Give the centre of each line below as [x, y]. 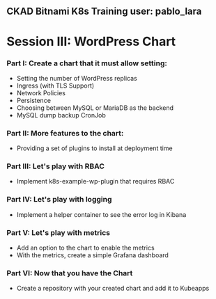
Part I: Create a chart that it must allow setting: [87, 63]
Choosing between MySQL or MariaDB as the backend [95, 108]
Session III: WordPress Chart [91, 41]
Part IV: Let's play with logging [59, 200]
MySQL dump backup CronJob [61, 115]
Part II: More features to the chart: [65, 133]
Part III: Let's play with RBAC [56, 166]
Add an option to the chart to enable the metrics [85, 248]
